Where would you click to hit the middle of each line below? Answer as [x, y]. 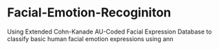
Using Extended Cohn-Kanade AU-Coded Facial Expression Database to [109, 32]
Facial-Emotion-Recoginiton [89, 13]
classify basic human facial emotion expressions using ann [90, 38]
